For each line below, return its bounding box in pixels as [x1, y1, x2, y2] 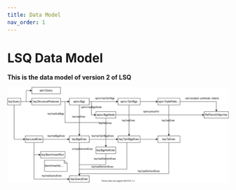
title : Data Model [7, 11, 61, 18]
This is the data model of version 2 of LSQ [7, 73, 132, 82]
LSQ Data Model [7, 50, 103, 66]
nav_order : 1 [7, 18, 46, 26]
